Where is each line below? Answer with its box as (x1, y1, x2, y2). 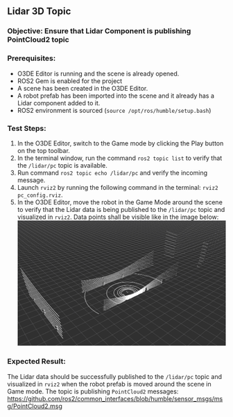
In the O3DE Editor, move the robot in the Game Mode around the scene (17, 197, 223, 206)
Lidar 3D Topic (7, 6, 71, 17)
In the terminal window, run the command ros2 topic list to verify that (17, 154, 223, 162)
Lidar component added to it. (17, 98, 101, 107)
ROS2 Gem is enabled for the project (17, 76, 123, 85)
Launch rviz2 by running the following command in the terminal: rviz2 (17, 183, 218, 191)
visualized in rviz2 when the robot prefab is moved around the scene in (7, 380, 212, 388)
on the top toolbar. (17, 146, 71, 154)
